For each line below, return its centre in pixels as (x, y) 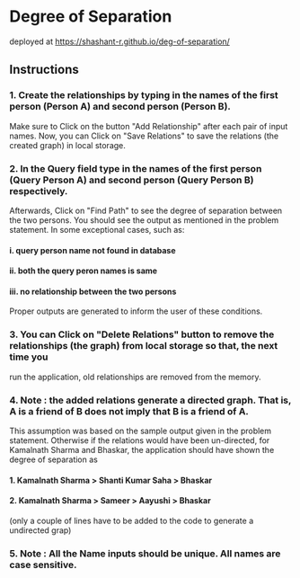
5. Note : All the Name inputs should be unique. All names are (145, 553)
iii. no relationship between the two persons (93, 291)
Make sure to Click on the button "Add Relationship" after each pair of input (149, 126)
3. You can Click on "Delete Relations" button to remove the (142, 334)
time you (29, 357)
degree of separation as (54, 459)
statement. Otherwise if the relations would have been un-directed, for (140, 440)
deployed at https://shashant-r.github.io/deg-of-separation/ (120, 41)
